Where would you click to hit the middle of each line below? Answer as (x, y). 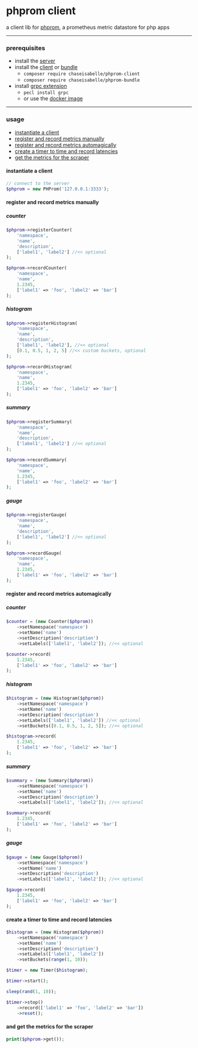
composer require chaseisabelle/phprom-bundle (82, 80)
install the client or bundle (46, 67)
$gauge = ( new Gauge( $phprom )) (44, 857)
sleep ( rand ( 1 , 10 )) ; (32, 991)
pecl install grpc (46, 93)
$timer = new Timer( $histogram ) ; (47, 970)
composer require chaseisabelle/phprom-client (82, 74)
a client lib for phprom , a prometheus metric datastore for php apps (88, 27)
